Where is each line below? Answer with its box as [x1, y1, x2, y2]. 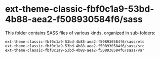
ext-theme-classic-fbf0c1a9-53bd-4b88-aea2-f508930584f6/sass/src [5, 43, 145, 48]
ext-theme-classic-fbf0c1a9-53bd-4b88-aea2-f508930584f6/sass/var [5, 48, 145, 53]
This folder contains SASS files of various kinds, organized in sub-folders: [5, 30, 156, 36]
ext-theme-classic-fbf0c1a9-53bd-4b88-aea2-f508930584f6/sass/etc [5, 39, 145, 44]
